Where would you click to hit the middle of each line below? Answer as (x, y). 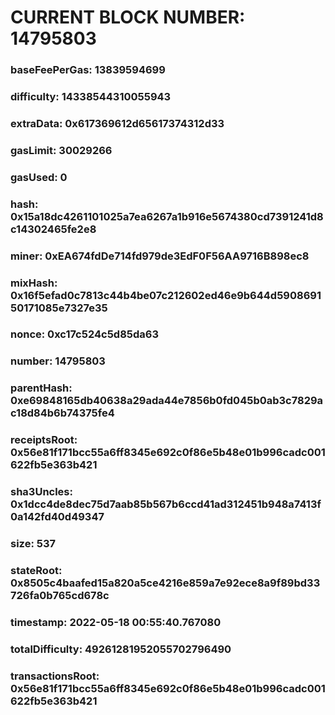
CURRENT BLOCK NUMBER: (128, 17)
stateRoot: (36, 571)
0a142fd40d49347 (57, 517)
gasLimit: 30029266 (61, 150)
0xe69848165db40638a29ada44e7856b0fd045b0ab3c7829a (167, 401)
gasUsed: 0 (39, 177)
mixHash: (34, 283)
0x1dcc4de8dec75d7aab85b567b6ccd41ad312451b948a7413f (166, 504)
